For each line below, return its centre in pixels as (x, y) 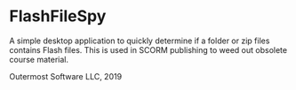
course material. (39, 59)
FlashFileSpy (58, 16)
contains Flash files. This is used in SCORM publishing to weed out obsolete (148, 49)
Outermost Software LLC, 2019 (66, 76)
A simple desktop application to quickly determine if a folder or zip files (140, 41)
